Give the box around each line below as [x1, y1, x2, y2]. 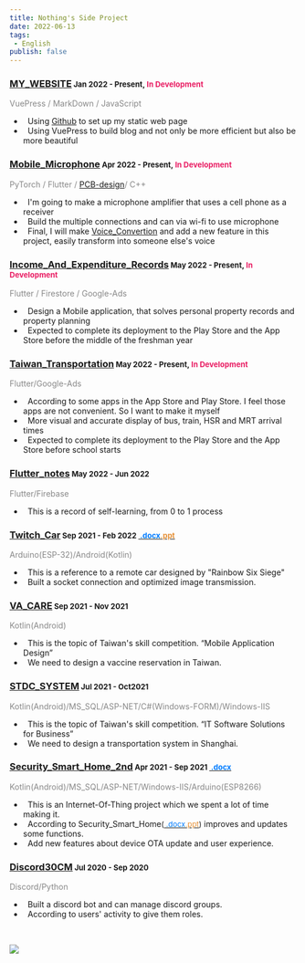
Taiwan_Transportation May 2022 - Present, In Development [9, 357, 248, 370]
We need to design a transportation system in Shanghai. [26, 738, 239, 748]
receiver [22, 206, 55, 217]
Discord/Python [9, 882, 68, 893]
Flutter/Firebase [9, 487, 69, 498]
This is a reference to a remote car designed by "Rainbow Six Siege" [26, 567, 285, 578]
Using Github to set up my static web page [26, 116, 188, 127]
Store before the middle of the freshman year [22, 335, 194, 346]
